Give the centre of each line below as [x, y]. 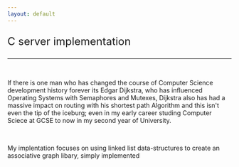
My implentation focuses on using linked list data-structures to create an [114, 148]
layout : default [31, 14]
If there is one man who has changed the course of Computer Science [110, 82]
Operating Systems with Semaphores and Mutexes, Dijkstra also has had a [116, 97]
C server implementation [69, 41]
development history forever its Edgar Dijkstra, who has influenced [105, 90]
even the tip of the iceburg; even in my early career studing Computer [110, 113]
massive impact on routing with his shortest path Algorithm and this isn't [113, 105]
